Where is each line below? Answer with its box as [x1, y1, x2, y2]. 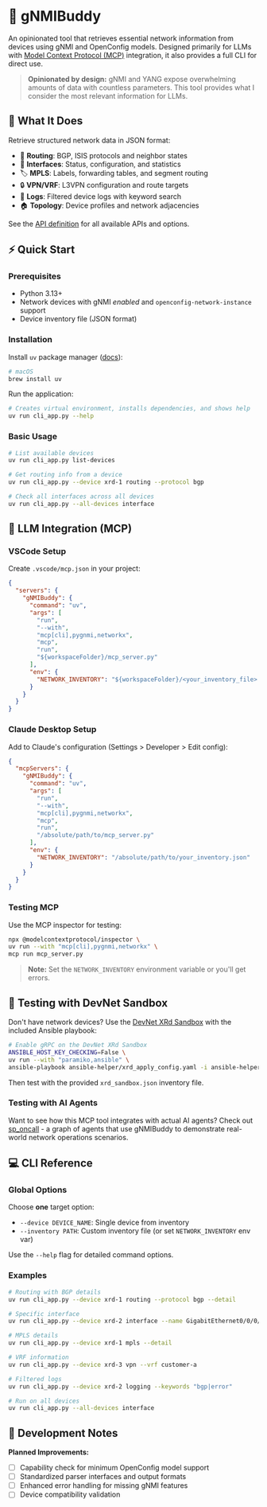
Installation [8, 334, 53, 345]
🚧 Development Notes [8, 1426, 118, 1439]
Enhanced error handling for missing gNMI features [19, 1481, 188, 1490]
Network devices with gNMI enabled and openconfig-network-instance [19, 298, 252, 307]
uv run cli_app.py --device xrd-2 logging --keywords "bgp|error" [8, 1382, 233, 1391]
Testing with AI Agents [8, 1097, 98, 1108]
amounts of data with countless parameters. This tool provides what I [27, 83, 255, 92]
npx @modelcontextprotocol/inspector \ [8, 935, 141, 944]
